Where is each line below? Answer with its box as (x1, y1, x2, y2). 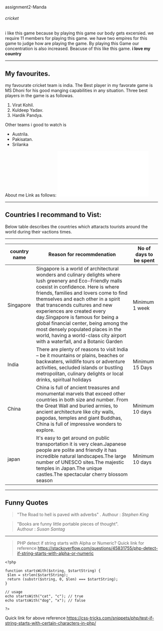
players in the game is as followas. (5, 93, 74, 99)
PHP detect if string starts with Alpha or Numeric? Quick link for (16, 540, 145, 546)
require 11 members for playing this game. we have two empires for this (5, 35, 147, 41)
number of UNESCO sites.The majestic (36, 459, 125, 465)
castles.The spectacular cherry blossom (36, 471, 128, 478)
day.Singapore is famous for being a (36, 314, 119, 320)
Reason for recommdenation (48, 251, 116, 258)
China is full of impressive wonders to (36, 420, 122, 427)
